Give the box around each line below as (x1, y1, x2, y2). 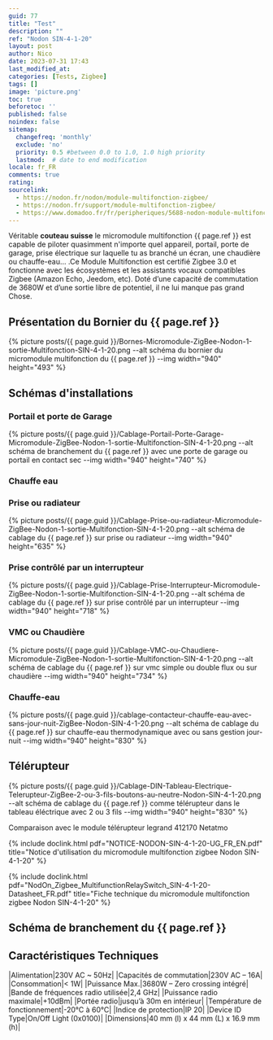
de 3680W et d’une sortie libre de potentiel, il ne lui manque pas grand (8, 282, 245, 293)
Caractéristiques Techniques (8, 949, 159, 963)
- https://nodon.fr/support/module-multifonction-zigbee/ (15, 201, 217, 209)
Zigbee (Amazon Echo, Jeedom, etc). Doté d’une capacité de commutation (8, 274, 258, 284)
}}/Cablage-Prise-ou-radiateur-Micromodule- (110, 516, 262, 526)
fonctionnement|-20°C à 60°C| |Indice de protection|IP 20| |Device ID (8, 1005, 242, 1014)
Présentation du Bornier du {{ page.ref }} (8, 315, 220, 329)
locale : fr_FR (8, 164, 57, 172)
